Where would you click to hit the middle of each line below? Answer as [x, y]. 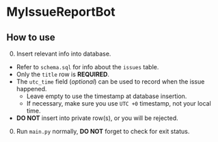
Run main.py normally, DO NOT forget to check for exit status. [103, 131]
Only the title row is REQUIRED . [63, 74]
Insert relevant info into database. [64, 54]
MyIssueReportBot [61, 12]
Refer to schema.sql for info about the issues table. [87, 67]
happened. [31, 89]
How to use [31, 37]
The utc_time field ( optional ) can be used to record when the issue [110, 82]
